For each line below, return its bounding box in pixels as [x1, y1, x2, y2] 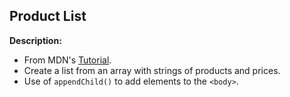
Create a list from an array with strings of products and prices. [23, 64, 281, 76]
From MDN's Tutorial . [23, 54, 112, 66]
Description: [9, 34, 62, 46]
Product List [9, 8, 87, 25]
